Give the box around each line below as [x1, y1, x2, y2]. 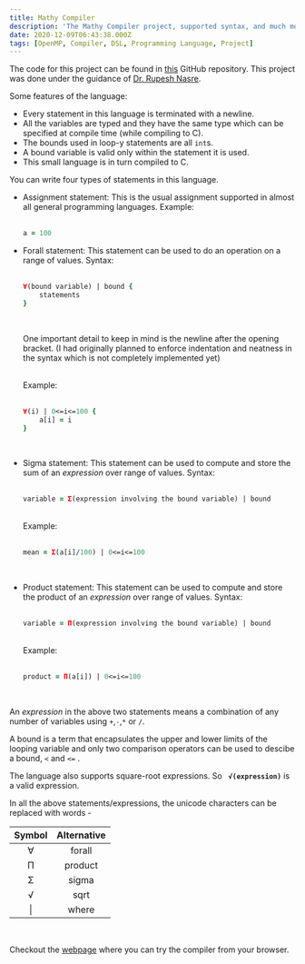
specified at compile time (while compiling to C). [22, 128, 204, 139]
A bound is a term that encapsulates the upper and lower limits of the [9, 733, 268, 744]
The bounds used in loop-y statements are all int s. [22, 137, 214, 148]
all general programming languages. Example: [22, 202, 195, 213]
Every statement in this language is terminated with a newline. [22, 108, 255, 119]
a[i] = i [39, 415, 73, 424]
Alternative [55, 829, 106, 841]
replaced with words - [9, 807, 93, 818]
